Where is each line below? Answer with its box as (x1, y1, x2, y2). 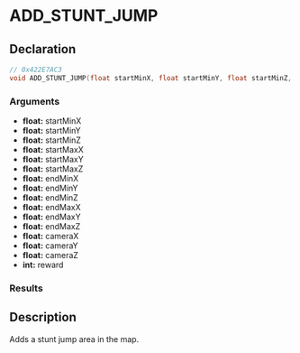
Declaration (9, 42, 77, 57)
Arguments (9, 95, 60, 107)
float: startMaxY (22, 154, 84, 165)
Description (9, 310, 77, 325)
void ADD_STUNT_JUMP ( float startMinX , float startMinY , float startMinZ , (9, 73, 293, 82)
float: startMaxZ (22, 163, 84, 174)
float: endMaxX (22, 202, 81, 213)
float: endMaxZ (22, 221, 81, 232)
